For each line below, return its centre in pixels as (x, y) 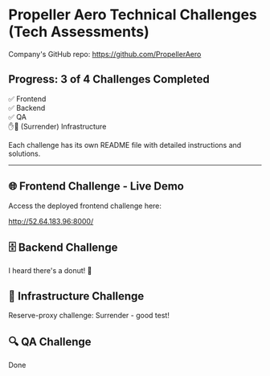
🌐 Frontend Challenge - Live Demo (96, 186)
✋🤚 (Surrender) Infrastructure (57, 126)
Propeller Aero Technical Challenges (133, 15)
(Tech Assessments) (79, 32)
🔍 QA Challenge (50, 342)
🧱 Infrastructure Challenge (76, 296)
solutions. (25, 153)
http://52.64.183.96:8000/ (51, 221)
